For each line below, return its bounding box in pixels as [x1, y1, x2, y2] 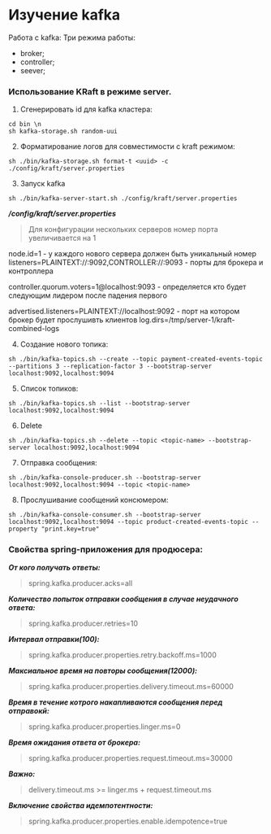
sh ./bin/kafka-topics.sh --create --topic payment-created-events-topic [8, 356, 264, 364]
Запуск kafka [19, 179, 66, 189]
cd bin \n [8, 120, 42, 129]
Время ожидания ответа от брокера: [8, 737, 140, 747]
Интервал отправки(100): [8, 634, 100, 644]
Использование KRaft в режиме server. [8, 85, 172, 97]
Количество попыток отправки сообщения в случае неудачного [8, 594, 239, 604]
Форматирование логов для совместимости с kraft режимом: [19, 142, 235, 151]
